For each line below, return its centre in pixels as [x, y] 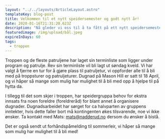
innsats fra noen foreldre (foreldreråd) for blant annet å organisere [72, 101]
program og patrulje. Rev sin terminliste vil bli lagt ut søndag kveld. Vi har [79, 65]
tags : [11, 42]
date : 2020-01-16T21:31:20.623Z [38, 23]
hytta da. [14, 86]
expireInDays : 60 [23, 37]
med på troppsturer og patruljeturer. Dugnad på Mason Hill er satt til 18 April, [82, 76]
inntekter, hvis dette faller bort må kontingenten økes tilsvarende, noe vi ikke [82, 111]
